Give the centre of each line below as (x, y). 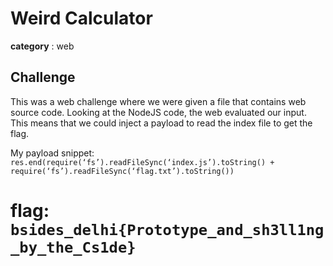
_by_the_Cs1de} (73, 247)
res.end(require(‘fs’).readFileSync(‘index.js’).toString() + (142, 162)
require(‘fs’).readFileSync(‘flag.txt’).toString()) (122, 171)
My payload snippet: (52, 153)
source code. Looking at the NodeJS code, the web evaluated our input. (158, 112)
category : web (42, 46)
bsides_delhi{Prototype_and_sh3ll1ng (167, 229)
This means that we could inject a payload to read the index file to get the (161, 123)
